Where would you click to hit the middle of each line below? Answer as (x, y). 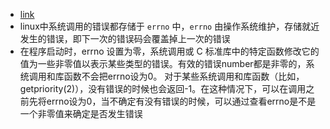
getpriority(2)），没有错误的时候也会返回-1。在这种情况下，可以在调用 (163, 88)
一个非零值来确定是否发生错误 (81, 113)
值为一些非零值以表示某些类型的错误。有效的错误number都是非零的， (163, 63)
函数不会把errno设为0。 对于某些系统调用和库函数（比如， (184, 76)
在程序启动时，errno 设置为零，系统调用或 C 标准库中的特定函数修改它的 (169, 51)
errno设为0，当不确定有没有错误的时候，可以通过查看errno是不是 (181, 101)
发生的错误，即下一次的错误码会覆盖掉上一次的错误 (125, 38)
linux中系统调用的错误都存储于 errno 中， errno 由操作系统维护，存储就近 (169, 26)
